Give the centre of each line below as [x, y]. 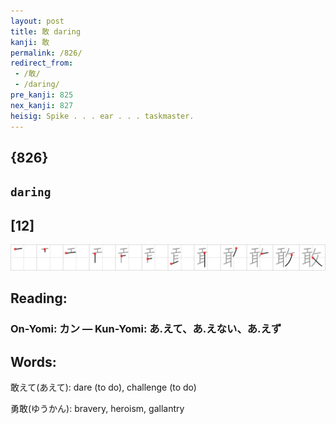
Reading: [39, 298]
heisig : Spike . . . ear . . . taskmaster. [102, 116]
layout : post [37, 21]
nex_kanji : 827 [42, 105]
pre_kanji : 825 [42, 95]
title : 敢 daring [46, 31]
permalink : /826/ [46, 53]
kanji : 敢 [30, 42]
